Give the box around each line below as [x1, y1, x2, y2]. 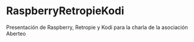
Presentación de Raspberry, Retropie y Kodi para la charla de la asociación [6, 24, 188, 31]
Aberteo [6, 30, 26, 37]
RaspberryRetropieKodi [6, 4, 124, 18]
